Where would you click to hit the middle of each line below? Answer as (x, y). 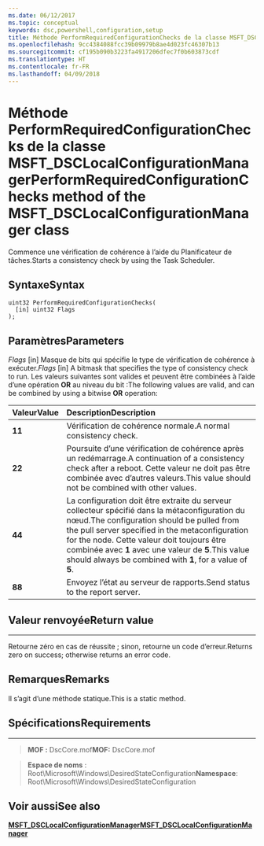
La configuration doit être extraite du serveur (149, 501)
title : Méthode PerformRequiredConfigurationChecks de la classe (117, 37)
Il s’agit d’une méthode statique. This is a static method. (97, 698)
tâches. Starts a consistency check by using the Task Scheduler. (112, 260)
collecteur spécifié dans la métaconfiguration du (156, 511)
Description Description (111, 412)
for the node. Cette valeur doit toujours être (146, 540)
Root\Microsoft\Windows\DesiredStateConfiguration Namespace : (132, 773)
